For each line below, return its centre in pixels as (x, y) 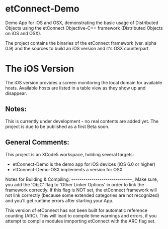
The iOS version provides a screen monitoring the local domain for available (84, 82)
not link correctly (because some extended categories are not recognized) (82, 195)
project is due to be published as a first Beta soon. (57, 127)
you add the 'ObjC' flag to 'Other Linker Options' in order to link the (75, 184)
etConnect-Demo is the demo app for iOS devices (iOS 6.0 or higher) (84, 164)
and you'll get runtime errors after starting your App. (59, 200)
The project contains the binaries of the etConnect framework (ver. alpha (81, 43)
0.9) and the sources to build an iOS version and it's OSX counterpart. (77, 48)
